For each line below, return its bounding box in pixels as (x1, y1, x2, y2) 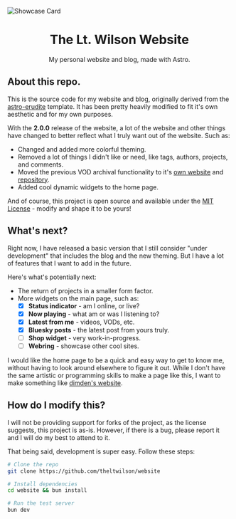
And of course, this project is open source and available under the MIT (7, 196, 214, 205)
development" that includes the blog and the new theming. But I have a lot (7, 251, 224, 260)
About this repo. (7, 75, 81, 88)
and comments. (17, 160, 64, 169)
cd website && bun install (7, 487, 87, 494)
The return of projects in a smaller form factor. (17, 286, 154, 295)
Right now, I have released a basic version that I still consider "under (7, 243, 208, 252)
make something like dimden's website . (7, 378, 123, 387)
